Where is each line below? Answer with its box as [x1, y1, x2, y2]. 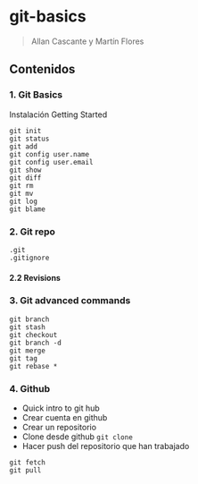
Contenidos [9, 62, 76, 77]
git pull [9, 466, 42, 475]
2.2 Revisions [9, 272, 61, 283]
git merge [9, 346, 46, 355]
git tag [9, 353, 38, 363]
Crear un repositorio [21, 422, 96, 433]
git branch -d [9, 338, 62, 347]
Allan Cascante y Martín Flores [30, 36, 144, 47]
